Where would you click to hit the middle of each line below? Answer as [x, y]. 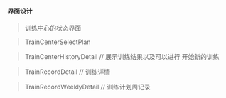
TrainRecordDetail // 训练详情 [68, 72]
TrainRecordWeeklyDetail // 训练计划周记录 [87, 87]
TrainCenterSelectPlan [58, 42]
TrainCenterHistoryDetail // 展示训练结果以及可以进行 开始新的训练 [122, 57]
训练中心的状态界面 [53, 28]
